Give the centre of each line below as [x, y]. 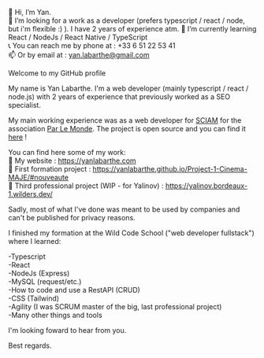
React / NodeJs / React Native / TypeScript [78, 37]
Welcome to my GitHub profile [57, 73]
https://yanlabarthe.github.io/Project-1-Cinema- [170, 169]
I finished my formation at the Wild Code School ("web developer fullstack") [131, 233]
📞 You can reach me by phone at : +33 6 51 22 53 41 [92, 46]
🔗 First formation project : [50, 169]
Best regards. [30, 345]
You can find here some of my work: [67, 152]
